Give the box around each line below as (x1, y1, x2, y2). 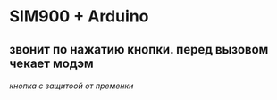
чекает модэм (9, 55, 94, 71)
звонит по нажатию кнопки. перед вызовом (9, 42, 269, 57)
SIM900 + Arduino (9, 6, 149, 27)
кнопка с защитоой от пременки (9, 80, 134, 91)
